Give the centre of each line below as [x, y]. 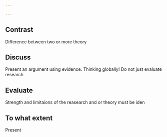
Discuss [18, 57]
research [14, 75]
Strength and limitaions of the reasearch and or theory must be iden [75, 102]
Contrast [19, 30]
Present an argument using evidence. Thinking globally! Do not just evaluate [84, 69]
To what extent [29, 118]
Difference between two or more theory [46, 42]
